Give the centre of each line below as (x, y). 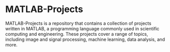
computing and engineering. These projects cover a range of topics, (77, 34)
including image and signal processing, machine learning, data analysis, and (85, 39)
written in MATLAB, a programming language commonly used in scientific (82, 28)
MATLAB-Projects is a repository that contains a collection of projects (78, 23)
